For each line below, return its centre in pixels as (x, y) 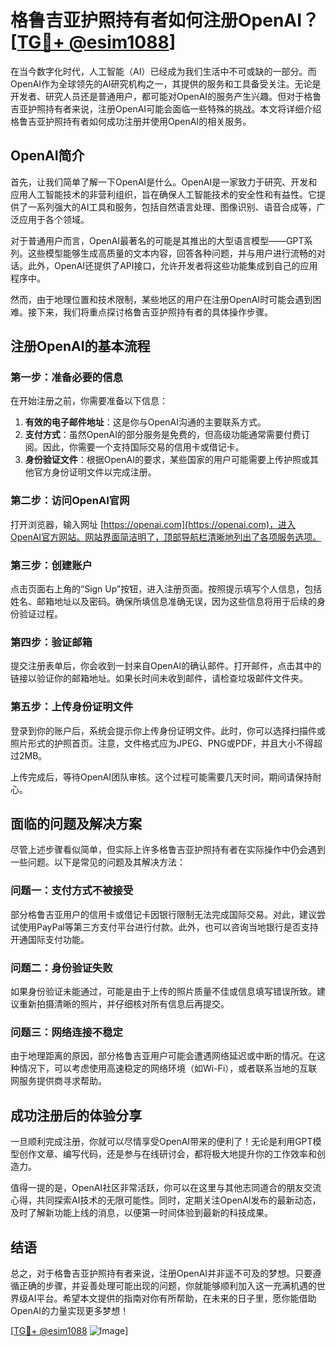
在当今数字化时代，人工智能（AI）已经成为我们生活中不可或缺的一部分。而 (163, 71)
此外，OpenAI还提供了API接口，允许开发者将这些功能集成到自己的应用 (172, 265)
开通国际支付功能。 (50, 939)
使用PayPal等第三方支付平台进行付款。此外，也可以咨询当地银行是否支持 (168, 927)
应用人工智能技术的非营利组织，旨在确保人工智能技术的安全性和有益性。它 (163, 194)
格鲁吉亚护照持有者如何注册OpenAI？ (165, 20)
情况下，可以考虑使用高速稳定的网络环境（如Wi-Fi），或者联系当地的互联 (168, 1068)
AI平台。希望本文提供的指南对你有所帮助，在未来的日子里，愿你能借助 (172, 1298)
